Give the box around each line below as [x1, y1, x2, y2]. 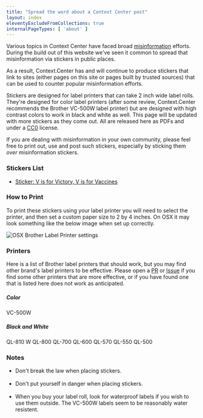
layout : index [6, 15, 42, 21]
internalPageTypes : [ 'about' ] [6, 26, 88, 32]
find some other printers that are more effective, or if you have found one [6, 273, 189, 281]
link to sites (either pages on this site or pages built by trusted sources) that [6, 74, 195, 81]
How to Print [6, 193, 44, 201]
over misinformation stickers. [6, 149, 79, 156]
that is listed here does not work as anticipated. [6, 280, 125, 287]
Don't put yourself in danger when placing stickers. [15, 380, 144, 388]
